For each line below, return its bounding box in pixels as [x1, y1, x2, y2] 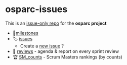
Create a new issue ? [20, 43, 64, 49]
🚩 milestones [12, 30, 39, 36]
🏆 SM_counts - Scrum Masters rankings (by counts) [12, 54, 122, 60]
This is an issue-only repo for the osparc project [5, 20, 107, 26]
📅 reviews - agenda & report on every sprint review [12, 48, 119, 54]
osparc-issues [5, 4, 68, 15]
